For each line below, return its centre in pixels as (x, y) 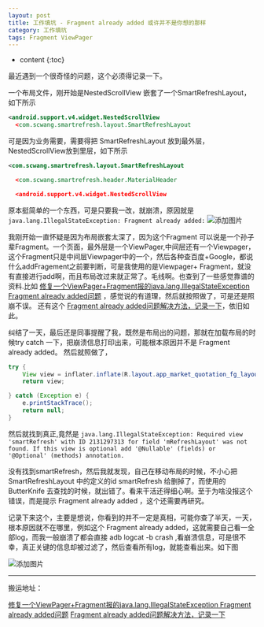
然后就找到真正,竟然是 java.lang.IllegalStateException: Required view (126, 433)
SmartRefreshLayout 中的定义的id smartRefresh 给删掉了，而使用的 (117, 480)
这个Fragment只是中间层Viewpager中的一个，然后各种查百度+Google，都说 (131, 256)
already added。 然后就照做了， (60, 352)
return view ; (44, 382)
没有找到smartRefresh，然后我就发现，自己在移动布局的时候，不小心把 (123, 471)
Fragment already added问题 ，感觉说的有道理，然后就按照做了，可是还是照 (132, 295)
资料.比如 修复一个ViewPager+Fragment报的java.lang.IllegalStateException (129, 286)
